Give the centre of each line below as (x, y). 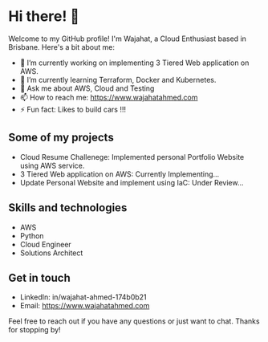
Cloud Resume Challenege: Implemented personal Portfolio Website (132, 157)
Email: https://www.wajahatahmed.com (85, 306)
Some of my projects (61, 138)
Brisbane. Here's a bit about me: (61, 47)
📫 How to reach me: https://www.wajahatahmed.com (109, 97)
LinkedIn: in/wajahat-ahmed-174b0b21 (83, 297)
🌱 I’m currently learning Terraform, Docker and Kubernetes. (118, 79)
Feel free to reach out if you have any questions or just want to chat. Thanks (134, 321)
